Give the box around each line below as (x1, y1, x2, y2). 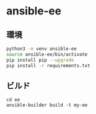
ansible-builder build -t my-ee (6, 102, 88, 109)
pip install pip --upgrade (6, 57, 74, 63)
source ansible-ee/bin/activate (6, 51, 88, 58)
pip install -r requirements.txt (6, 62, 91, 68)
